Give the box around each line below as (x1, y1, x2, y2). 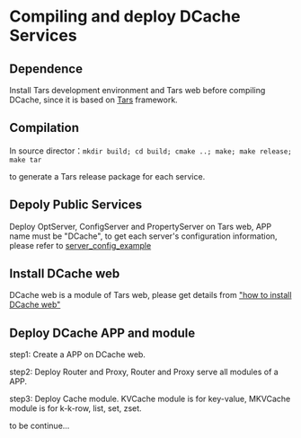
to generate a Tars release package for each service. (9, 171, 206, 181)
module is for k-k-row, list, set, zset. (9, 403, 142, 414)
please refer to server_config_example (9, 240, 152, 250)
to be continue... (9, 420, 70, 432)
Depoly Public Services (9, 197, 142, 213)
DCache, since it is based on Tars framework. (9, 94, 178, 105)
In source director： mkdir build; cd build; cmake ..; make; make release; (9, 145, 292, 156)
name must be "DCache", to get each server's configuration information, (9, 231, 278, 241)
